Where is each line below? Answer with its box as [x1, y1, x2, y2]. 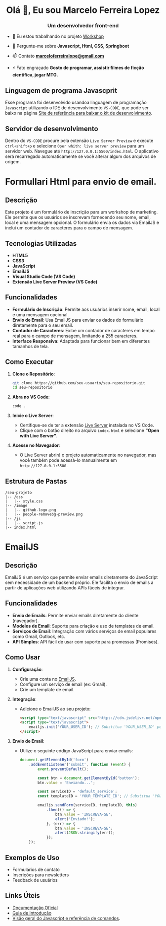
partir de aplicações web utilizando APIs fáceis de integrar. [5, 584, 125, 590]
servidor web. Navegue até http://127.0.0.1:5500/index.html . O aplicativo [5, 148, 159, 154]
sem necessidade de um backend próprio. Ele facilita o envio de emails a [5, 579, 154, 585]
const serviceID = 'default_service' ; [37, 789, 118, 794]
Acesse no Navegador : [12, 442, 60, 448]
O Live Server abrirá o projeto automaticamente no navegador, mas [19, 452, 157, 458]
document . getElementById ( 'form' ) [19, 757, 89, 763]
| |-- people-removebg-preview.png [5, 511, 83, 517]
